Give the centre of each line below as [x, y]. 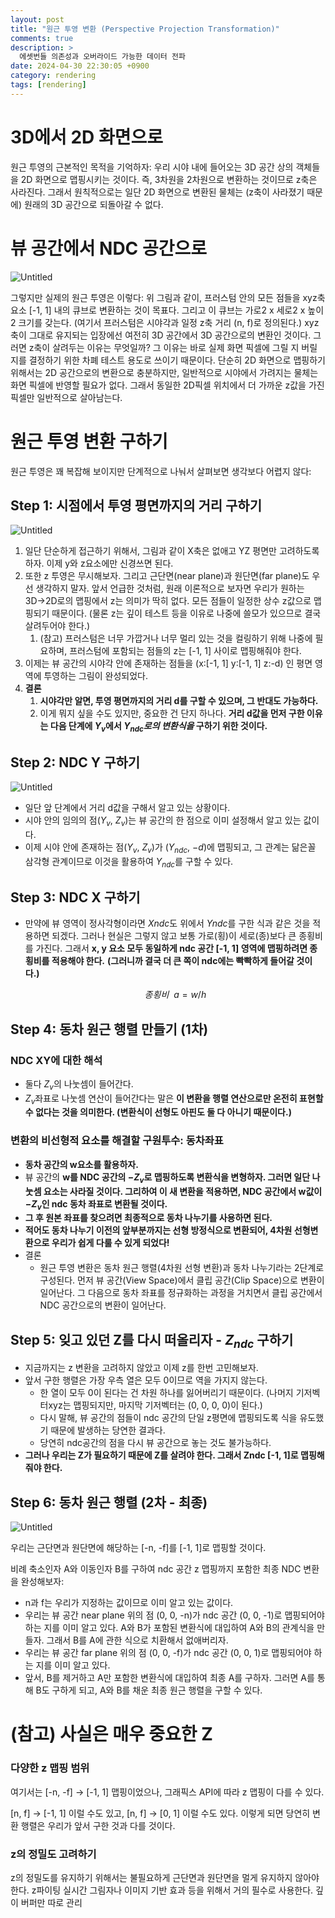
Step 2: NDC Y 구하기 [75, 762]
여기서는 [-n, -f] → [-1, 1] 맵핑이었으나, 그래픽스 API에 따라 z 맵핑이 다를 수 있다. [167, 1792]
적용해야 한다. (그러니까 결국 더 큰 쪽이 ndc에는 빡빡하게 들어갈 [173, 961]
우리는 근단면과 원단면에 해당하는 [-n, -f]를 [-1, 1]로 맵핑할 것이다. [138, 1548]
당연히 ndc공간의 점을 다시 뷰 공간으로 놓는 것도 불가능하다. [155, 1443]
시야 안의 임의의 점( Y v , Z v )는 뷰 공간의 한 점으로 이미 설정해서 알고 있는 [163, 821]
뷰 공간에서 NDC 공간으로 [109, 248]
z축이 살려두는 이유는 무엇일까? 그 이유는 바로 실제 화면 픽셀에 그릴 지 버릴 [173, 347]
